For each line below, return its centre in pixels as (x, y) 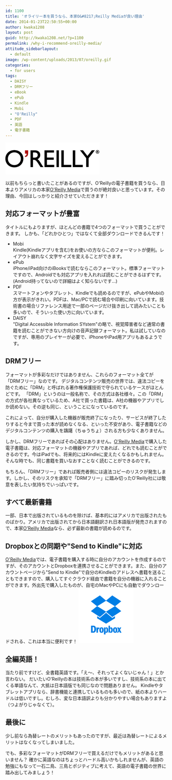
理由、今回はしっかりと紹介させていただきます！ (57, 196)
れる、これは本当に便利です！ (46, 641)
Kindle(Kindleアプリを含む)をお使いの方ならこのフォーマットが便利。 (86, 250)
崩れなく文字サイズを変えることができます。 (78, 256)
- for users (23, 70)
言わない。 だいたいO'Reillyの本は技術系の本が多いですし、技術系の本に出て (86, 679)
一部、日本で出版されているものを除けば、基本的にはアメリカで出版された (84, 515)
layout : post (19, 33)
